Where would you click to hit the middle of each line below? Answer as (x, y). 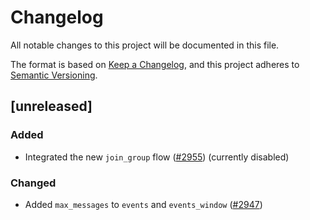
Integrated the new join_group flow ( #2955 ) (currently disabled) (157, 157)
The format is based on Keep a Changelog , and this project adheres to (155, 64)
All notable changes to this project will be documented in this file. (145, 45)
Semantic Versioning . (54, 75)
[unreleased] (51, 106)
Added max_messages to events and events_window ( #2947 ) (143, 204)
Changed (33, 183)
